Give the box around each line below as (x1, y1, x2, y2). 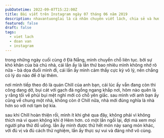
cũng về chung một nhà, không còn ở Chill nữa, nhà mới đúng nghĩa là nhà (5, 97, 155, 103)
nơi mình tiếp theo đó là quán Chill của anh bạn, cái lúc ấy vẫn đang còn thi (5, 81, 156, 88)
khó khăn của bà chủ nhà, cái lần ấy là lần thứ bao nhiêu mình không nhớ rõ (5, 62, 157, 68)
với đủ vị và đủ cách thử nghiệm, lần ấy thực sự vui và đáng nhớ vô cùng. (5, 127, 152, 133)
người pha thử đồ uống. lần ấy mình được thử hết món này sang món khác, (5, 122, 155, 128)
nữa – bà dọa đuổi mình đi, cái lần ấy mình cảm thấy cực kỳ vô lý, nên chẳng (5, 67, 159, 73)
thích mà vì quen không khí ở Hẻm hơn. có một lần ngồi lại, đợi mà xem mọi (5, 117, 156, 123)
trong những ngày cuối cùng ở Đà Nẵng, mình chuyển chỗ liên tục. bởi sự (5, 57, 152, 62)
